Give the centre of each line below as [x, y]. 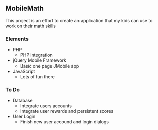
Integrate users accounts [46, 106]
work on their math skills [31, 26]
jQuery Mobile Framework [39, 60]
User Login [24, 117]
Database [22, 101]
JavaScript [24, 71]
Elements [17, 39]
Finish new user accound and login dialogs [64, 122]
